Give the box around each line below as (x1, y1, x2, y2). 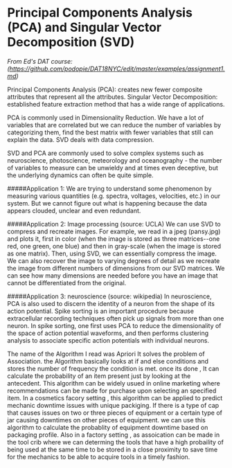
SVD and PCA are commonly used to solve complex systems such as (7, 149, 204, 157)
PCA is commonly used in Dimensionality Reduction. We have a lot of (7, 113, 204, 122)
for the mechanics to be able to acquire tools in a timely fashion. (7, 452, 190, 461)
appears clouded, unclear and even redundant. (7, 206, 141, 215)
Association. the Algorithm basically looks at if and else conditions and (7, 357, 209, 365)
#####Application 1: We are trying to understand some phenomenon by (7, 184, 212, 192)
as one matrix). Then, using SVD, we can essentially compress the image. (7, 249, 217, 258)
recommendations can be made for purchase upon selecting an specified (7, 386, 217, 395)
